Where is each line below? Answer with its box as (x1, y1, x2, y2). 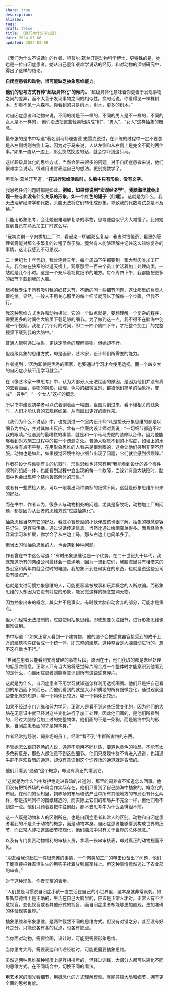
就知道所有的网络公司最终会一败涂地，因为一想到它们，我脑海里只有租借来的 (5, 559, 164, 565)
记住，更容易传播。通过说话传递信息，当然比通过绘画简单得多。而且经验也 (9, 525, 164, 531)
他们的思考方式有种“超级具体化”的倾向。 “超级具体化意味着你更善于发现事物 (5, 89, 162, 95)
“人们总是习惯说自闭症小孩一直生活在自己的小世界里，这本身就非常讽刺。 (5, 888, 157, 894)
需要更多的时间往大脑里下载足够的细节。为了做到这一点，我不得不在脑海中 (5, 316, 159, 322)
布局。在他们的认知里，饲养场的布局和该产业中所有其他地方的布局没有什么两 (5, 790, 164, 796)
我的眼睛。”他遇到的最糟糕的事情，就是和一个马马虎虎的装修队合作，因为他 (5, 431, 159, 437)
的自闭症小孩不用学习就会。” (5, 367, 63, 373)
